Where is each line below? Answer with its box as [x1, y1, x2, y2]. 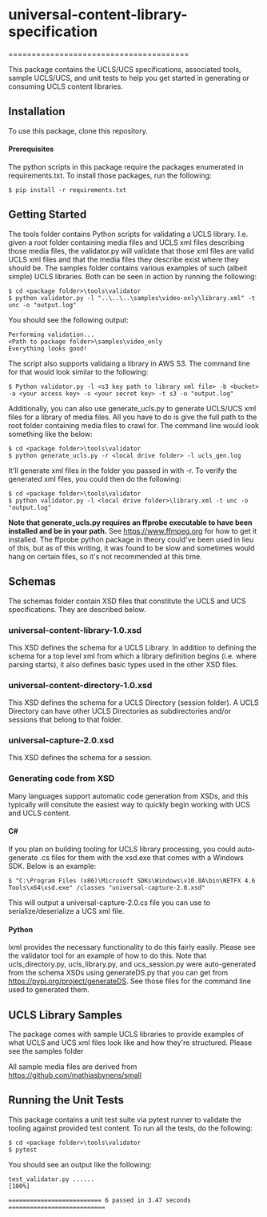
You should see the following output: [8, 314, 130, 325]
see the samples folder [8, 1046, 84, 1055]
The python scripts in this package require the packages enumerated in [8, 162, 244, 171]
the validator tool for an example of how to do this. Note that [8, 951, 206, 961]
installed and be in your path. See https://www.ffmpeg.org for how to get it [8, 526, 257, 535]
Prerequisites [8, 144, 54, 154]
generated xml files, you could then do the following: [8, 474, 181, 483]
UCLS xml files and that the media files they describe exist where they [8, 254, 240, 264]
